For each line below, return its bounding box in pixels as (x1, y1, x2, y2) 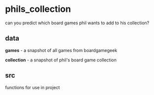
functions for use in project (5, 84, 60, 90)
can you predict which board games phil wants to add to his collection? (5, 20, 150, 26)
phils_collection (5, 3, 71, 15)
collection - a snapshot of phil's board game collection (5, 57, 117, 63)
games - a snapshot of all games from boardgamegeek (5, 47, 117, 53)
